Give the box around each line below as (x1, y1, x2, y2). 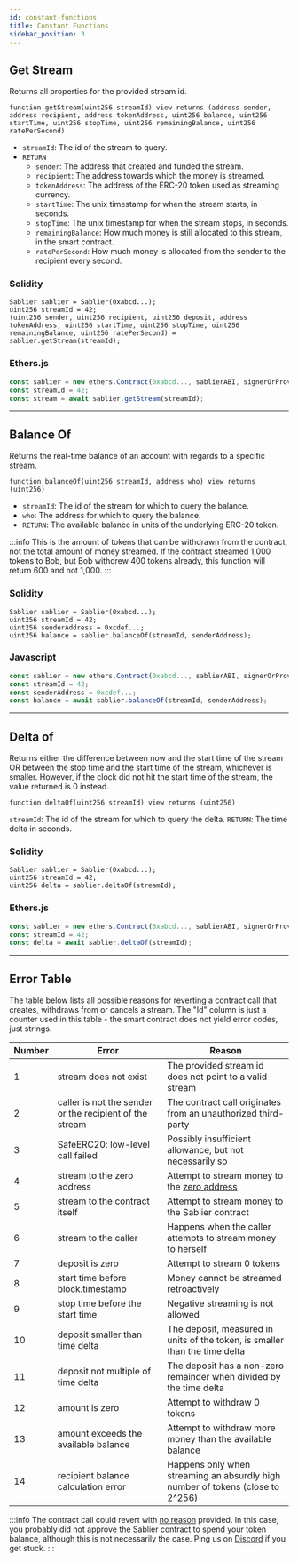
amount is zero (57, 1402, 120, 1414)
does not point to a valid (167, 1070, 268, 1083)
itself (57, 1206, 78, 1219)
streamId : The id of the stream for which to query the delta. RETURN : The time (9, 814, 288, 825)
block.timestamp (57, 1283, 127, 1295)
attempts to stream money (167, 1232, 277, 1245)
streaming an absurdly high (167, 1470, 281, 1482)
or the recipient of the (57, 1108, 148, 1120)
